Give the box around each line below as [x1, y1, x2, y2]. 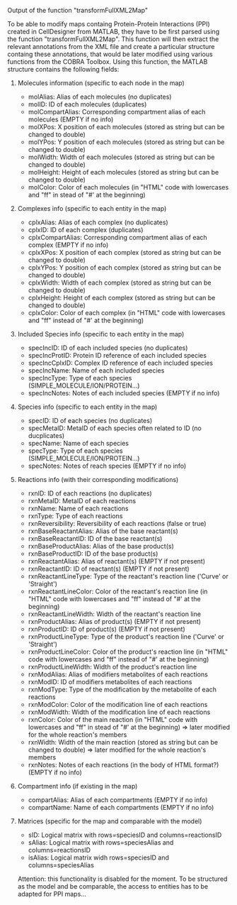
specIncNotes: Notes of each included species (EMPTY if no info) [28, 389, 220, 397]
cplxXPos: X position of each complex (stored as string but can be [28, 248, 221, 256]
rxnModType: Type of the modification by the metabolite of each [28, 685, 217, 693]
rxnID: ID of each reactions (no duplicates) [28, 489, 152, 498]
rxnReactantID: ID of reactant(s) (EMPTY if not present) [28, 564, 190, 573]
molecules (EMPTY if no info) [28, 115, 114, 124]
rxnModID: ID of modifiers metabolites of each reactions [28, 678, 192, 686]
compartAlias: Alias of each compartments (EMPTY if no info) [28, 796, 208, 804]
